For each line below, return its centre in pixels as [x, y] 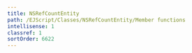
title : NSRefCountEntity [43, 13]
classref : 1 [24, 33]
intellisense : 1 [31, 26]
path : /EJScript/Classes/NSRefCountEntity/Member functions [97, 20]
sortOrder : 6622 [31, 39]
